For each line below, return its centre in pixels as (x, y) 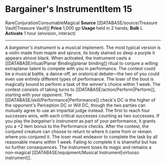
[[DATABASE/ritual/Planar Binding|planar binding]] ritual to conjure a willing (82, 63)
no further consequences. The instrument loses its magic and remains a (78, 147)
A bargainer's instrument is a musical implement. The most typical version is (83, 47)
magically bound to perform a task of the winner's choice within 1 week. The (83, 84)
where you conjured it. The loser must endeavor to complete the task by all (82, 136)
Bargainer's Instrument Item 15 (69, 9)
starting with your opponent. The (39, 94)
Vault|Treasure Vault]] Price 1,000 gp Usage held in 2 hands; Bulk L (74, 28)
